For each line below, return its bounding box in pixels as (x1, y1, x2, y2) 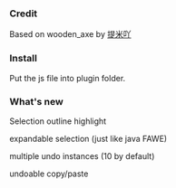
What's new (9, 95, 64, 108)
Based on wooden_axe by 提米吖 (9, 29, 132, 40)
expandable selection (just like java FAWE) (9, 133, 168, 144)
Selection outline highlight (9, 116, 107, 127)
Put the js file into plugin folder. (9, 72, 126, 83)
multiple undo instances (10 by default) (9, 150, 155, 161)
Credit (9, 7, 38, 20)
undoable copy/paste (9, 168, 89, 179)
